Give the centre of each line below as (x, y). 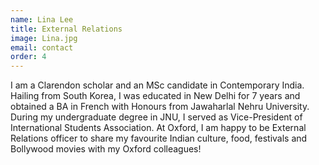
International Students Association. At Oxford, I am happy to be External (158, 128)
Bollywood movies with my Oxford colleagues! (106, 149)
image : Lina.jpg (44, 38)
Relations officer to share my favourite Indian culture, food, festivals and (159, 138)
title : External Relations (66, 29)
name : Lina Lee (42, 19)
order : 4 (28, 57)
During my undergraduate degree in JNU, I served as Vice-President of (156, 117)
